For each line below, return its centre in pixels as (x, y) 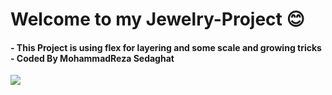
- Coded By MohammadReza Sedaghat (92, 58)
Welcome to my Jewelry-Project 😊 (157, 19)
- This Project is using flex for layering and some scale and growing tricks (166, 47)
